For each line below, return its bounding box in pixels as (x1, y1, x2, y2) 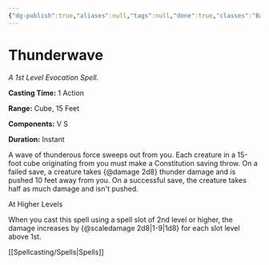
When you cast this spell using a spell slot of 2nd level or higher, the (8, 215, 234, 224)
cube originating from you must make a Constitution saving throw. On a (23, 158, 258, 168)
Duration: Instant (8, 134, 66, 144)
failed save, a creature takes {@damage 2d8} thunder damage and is (8, 167, 236, 176)
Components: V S (8, 119, 68, 129)
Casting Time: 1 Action (8, 88, 84, 97)
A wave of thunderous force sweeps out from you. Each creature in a (8, 149, 236, 160)
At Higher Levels (8, 199, 63, 208)
